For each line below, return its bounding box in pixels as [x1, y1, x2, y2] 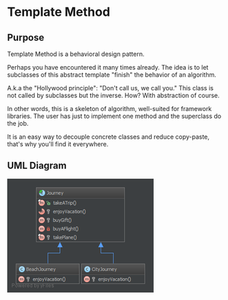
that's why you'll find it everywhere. [7, 140, 109, 148]
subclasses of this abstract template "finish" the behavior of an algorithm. [7, 70, 217, 79]
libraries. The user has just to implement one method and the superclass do [7, 112, 222, 120]
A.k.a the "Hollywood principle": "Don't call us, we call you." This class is [7, 84, 214, 92]
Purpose [7, 32, 45, 43]
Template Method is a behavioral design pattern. [7, 50, 145, 58]
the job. [7, 119, 29, 128]
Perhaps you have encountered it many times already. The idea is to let [7, 63, 209, 71]
